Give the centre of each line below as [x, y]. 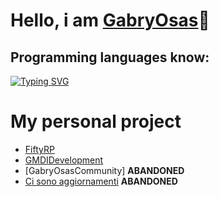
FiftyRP [39, 149]
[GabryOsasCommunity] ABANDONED [104, 170]
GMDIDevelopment [64, 160]
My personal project [96, 121]
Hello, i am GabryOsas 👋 [110, 20]
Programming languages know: [110, 57]
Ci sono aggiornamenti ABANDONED [101, 181]
